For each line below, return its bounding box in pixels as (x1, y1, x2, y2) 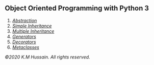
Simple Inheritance (12, 23, 52, 29)
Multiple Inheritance (12, 28, 55, 34)
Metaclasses (12, 44, 39, 50)
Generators (12, 33, 36, 39)
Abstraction (12, 17, 37, 23)
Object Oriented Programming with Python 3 (5, 4, 149, 13)
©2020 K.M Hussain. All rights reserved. (5, 54, 90, 60)
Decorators (12, 39, 36, 45)
